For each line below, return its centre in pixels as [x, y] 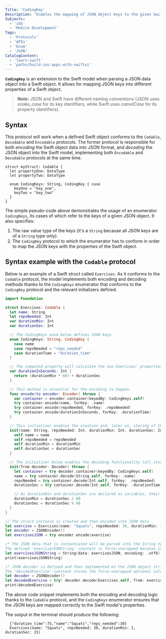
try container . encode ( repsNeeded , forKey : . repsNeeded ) [73, 408]
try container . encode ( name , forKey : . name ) [60, 403]
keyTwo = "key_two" [34, 193]
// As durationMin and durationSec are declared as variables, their [87, 494]
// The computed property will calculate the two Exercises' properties [86, 367]
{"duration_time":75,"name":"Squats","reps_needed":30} [68, 624]
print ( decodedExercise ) [30, 585]
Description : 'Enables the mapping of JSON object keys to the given [78, 14]
